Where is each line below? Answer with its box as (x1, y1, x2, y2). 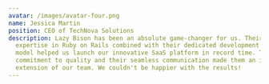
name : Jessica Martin (8, 19, 81, 27)
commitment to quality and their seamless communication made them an (15, 57, 256, 65)
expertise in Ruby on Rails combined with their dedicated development (15, 42, 260, 50)
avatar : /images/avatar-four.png (8, 11, 120, 20)
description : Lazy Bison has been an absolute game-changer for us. (8, 34, 242, 42)
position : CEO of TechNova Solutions (8, 26, 134, 34)
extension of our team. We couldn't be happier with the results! (15, 64, 242, 72)
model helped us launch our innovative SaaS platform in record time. (15, 49, 256, 57)
